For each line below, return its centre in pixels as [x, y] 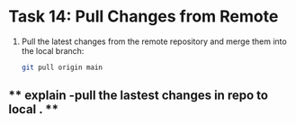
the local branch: [53, 50]
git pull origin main [62, 67]
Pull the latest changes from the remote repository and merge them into [154, 41]
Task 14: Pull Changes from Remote [144, 17]
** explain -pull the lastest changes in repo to [139, 96]
